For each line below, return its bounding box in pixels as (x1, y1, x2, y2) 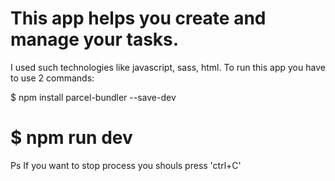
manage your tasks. (10, 28, 180, 51)
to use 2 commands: (10, 72, 95, 84)
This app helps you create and (10, 7, 267, 30)
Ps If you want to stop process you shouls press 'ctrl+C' (10, 159, 242, 171)
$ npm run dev (10, 127, 133, 149)
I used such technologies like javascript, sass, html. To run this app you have (10, 61, 326, 73)
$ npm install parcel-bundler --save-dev (10, 91, 177, 103)
